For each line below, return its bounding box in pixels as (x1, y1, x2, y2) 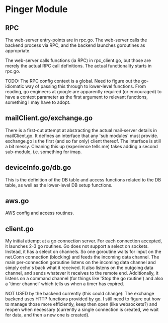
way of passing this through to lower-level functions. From (25, 83, 146, 89)
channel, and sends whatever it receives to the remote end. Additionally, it (5, 270, 159, 276)
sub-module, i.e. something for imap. (5, 149, 82, 155)
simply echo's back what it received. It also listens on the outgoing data (5, 265, 153, 271)
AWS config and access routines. (5, 210, 74, 216)
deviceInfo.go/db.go (5, 163, 71, 172)
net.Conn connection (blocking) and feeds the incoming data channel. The (5, 254, 159, 260)
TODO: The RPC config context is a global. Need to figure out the (5, 78, 140, 84)
